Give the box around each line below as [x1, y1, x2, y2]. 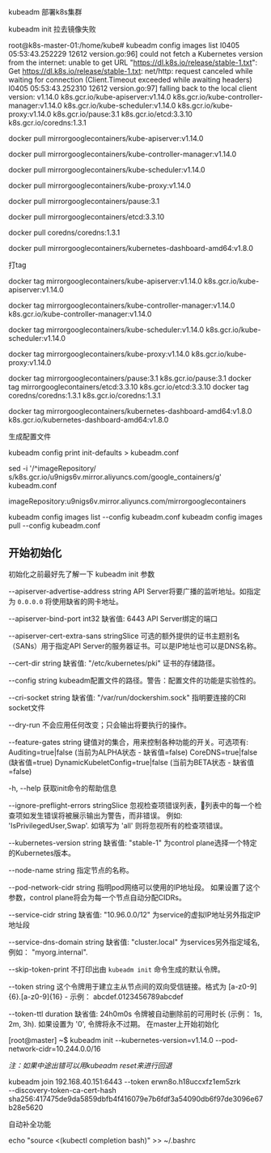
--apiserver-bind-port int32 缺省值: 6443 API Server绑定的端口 [8, 614, 218, 623]
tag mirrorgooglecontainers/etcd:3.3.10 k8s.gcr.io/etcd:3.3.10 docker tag [8, 382, 249, 391]
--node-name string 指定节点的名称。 [8, 865, 133, 874]
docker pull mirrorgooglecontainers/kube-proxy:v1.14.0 [8, 181, 192, 190]
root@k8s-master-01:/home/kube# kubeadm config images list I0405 [8, 40, 240, 50]
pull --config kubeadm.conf [8, 521, 101, 530]
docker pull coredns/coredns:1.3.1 [8, 228, 121, 237]
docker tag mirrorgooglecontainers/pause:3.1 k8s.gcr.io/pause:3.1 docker [8, 373, 252, 383]
